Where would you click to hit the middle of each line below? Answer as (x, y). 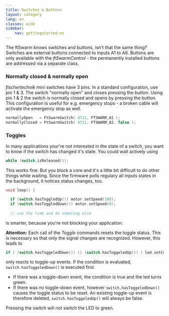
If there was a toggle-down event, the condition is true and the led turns (87, 277)
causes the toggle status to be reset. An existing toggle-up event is (82, 293)
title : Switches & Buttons (34, 10)
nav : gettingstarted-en (40, 33)
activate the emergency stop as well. (44, 109)
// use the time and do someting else (51, 213)
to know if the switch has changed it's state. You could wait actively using (82, 151)
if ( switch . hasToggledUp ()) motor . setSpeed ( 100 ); (63, 199)
